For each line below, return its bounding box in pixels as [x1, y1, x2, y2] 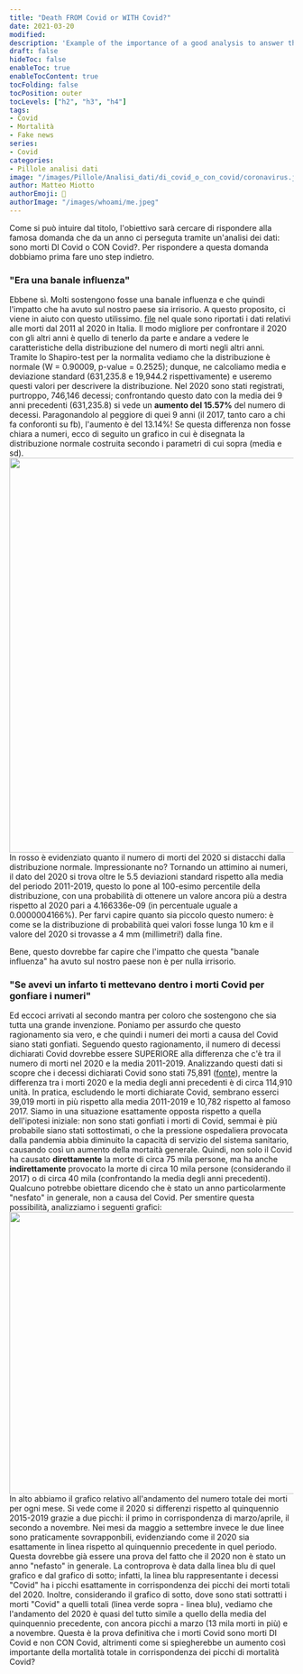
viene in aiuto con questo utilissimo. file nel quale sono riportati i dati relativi [9, 313, 291, 325]
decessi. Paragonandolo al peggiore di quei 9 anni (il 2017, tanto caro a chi [9, 410, 286, 421]
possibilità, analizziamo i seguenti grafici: [9, 1202, 162, 1213]
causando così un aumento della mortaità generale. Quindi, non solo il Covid [9, 1144, 293, 1155]
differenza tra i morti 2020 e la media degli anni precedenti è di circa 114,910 [9, 1077, 293, 1088]
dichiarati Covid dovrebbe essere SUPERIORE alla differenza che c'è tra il [9, 1049, 281, 1059]
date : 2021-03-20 [9, 22, 75, 31]
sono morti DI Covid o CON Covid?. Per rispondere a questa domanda [9, 241, 269, 253]
